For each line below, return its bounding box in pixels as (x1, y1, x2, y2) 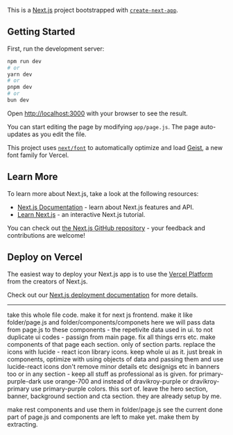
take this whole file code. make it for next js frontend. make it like (7, 311, 193, 319)
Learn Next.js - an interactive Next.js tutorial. (17, 210, 146, 218)
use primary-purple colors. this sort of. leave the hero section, (31, 384, 208, 393)
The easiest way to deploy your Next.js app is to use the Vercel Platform (7, 270, 214, 278)
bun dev (7, 97, 30, 104)
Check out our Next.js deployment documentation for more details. (7, 290, 198, 299)
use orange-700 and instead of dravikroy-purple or (42, 377, 189, 385)
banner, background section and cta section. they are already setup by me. (7, 392, 222, 400)
